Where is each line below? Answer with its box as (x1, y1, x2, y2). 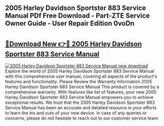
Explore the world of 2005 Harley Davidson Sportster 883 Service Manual (5, 68, 155, 74)
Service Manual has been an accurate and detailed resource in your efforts (5, 105, 157, 110)
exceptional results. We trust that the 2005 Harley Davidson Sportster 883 (5, 99, 155, 105)
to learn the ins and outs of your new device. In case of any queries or (5, 110, 147, 116)
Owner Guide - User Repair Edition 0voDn (5, 19, 135, 28)
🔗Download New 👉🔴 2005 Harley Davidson (5, 39, 142, 48)
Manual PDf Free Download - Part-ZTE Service (5, 12, 150, 20)
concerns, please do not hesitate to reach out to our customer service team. (5, 115, 160, 121)
